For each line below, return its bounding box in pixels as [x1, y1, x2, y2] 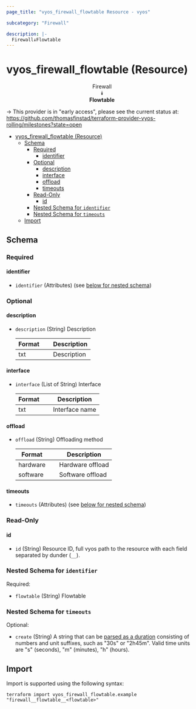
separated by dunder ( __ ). [15, 551, 80, 559]
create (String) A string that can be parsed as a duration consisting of [15, 633, 189, 640]
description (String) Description [15, 325, 96, 333]
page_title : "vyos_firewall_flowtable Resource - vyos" [6, 9, 150, 15]
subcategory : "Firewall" [6, 19, 69, 26]
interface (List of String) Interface [15, 381, 101, 388]
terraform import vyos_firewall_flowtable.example [6, 691, 137, 697]
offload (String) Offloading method [15, 436, 103, 443]
